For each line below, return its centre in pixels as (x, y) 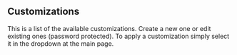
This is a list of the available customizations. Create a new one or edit (109, 28)
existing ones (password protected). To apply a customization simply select (118, 36)
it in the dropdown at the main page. (61, 43)
